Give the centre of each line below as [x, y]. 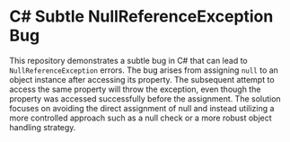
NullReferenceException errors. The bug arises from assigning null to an [144, 70]
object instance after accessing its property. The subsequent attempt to [142, 79]
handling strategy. [43, 127]
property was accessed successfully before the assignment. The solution [145, 98]
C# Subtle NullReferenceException [141, 17]
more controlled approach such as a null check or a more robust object [141, 118]
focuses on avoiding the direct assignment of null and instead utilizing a [142, 108]
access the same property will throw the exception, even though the [135, 89]
